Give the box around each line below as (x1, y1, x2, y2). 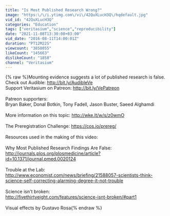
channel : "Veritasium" (5, 60, 54, 65)
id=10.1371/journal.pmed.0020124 (5, 156, 76, 162)
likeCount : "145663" (5, 50, 50, 55)
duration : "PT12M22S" (5, 41, 52, 46)
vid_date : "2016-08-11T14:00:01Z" (5, 36, 80, 42)
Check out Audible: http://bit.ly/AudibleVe (5, 80, 93, 86)
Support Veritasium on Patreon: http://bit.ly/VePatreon (5, 85, 120, 91)
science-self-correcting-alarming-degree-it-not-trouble (5, 178, 123, 184)
